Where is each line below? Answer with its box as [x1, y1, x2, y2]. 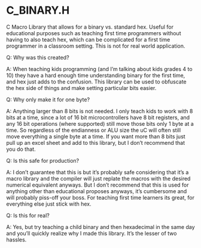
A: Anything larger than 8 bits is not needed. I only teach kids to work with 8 [6, 107, 193, 114]
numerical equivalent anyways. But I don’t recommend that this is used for [6, 181, 189, 188]
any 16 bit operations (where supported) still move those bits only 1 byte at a [6, 120, 194, 127]
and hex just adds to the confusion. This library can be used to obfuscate [6, 78, 187, 85]
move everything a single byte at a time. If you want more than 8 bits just [6, 132, 185, 140]
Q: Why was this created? [6, 54, 70, 61]
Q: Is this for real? [6, 212, 50, 219]
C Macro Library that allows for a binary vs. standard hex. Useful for [6, 23, 174, 30]
